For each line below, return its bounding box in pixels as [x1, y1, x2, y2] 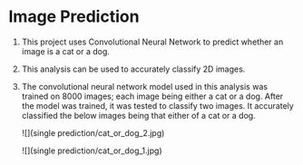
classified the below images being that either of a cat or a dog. [21, 110, 256, 121]
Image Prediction [8, 6, 140, 27]
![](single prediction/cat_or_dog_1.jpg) [21, 145, 162, 156]
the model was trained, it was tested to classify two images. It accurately [21, 100, 294, 111]
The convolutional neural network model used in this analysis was [21, 81, 269, 92]
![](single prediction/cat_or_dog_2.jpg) [21, 127, 165, 138]
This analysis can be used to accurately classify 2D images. [21, 63, 246, 74]
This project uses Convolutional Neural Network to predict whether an [21, 36, 284, 47]
